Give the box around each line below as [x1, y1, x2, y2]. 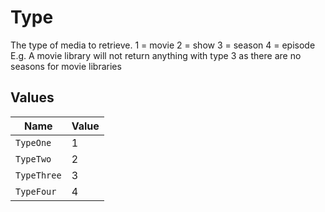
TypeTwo [15, 153, 52, 165]
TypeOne [15, 137, 52, 148]
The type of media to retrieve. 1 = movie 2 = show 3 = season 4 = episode [10, 39, 316, 51]
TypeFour [15, 186, 57, 197]
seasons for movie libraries [10, 60, 122, 72]
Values [10, 89, 55, 106]
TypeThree [15, 169, 62, 181]
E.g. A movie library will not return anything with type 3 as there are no [10, 49, 302, 61]
